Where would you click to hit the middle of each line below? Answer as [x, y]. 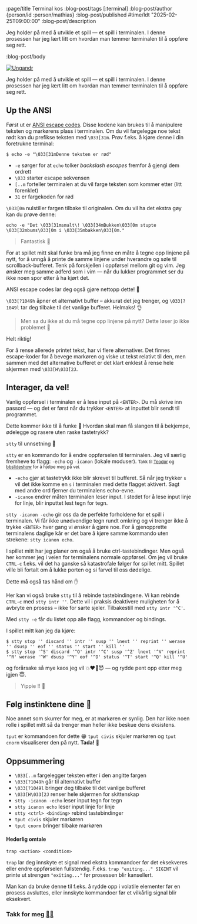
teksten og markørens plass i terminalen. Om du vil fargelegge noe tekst [93, 131]
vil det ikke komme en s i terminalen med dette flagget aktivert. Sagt [97, 484]
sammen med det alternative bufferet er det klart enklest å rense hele [90, 363]
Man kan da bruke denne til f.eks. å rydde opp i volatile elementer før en [93, 887]
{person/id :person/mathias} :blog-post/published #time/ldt [78, 15]
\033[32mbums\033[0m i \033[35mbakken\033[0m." [66, 230]
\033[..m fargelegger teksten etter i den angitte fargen [81, 775]
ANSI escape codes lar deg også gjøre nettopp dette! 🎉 [73, 289]
